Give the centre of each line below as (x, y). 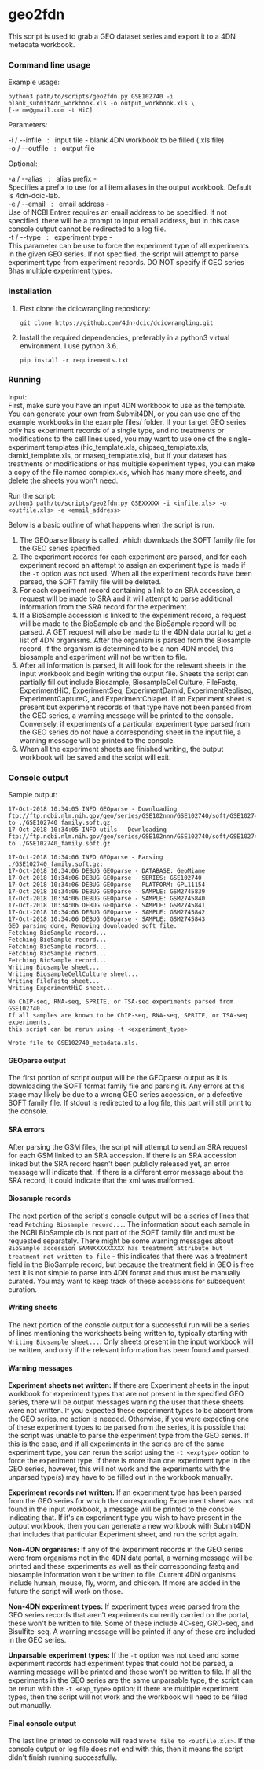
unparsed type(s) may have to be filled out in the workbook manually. (121, 1477)
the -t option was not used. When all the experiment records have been (136, 573)
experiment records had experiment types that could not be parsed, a (121, 1664)
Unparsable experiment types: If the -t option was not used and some (124, 1655)
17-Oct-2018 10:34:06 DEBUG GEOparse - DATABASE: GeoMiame (107, 871)
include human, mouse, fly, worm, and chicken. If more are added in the (125, 1583)
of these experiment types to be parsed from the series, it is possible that (127, 1427)
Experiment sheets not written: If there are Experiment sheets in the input (129, 1385)
